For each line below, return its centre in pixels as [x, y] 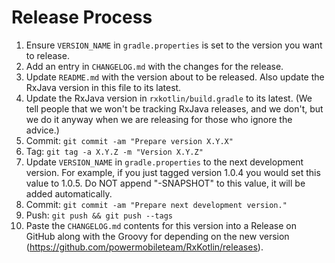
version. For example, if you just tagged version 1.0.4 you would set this [173, 172]
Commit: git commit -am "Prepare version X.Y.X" [129, 140]
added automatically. [69, 193]
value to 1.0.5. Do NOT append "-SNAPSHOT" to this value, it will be [165, 183]
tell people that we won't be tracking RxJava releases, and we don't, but [174, 108]
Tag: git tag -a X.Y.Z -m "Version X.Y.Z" [114, 151]
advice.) [42, 130]
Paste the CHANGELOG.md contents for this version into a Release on [161, 225]
